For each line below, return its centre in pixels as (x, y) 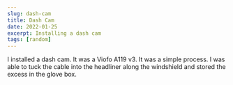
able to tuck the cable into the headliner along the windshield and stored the (116, 67)
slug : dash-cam (29, 14)
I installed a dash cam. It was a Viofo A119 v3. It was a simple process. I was (116, 59)
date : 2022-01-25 (32, 26)
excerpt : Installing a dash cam (54, 33)
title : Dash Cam (31, 20)
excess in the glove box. (42, 75)
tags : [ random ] (29, 40)
